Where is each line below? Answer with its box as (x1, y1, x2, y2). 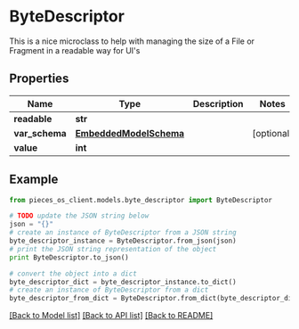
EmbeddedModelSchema (75, 127, 185, 139)
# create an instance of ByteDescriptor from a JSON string (9, 228, 238, 237)
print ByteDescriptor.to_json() (9, 252, 129, 262)
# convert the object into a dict (9, 269, 138, 278)
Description (192, 97, 244, 110)
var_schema (13, 127, 67, 139)
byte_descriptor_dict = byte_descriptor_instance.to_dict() (9, 277, 238, 286)
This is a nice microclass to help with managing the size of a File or (9, 36, 255, 46)
